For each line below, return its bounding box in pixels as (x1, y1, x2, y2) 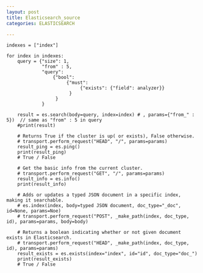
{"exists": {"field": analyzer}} (80, 85, 165, 92)
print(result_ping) (17, 149, 67, 156)
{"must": (66, 80, 88, 86)
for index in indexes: (6, 53, 64, 59)
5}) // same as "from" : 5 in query (6, 117, 102, 123)
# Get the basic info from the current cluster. (17, 166, 143, 172)
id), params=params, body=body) (6, 219, 88, 225)
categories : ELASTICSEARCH (6, 20, 75, 26)
